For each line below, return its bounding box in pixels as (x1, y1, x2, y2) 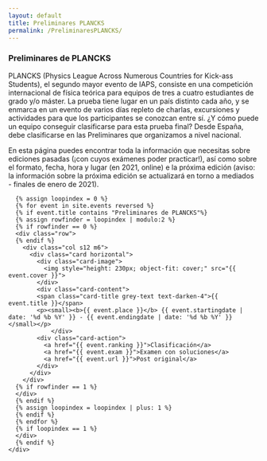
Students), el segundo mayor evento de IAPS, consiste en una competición (8, 79, 253, 88)
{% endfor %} (15, 417, 59, 426)
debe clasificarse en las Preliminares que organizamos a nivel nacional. (8, 130, 242, 139)
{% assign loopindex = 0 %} (15, 194, 109, 203)
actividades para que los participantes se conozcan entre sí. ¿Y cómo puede (8, 113, 259, 123)
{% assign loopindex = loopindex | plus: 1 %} (15, 404, 172, 412)
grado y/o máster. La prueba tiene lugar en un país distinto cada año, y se (8, 96, 250, 106)
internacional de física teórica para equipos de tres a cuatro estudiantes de (8, 88, 254, 97)
